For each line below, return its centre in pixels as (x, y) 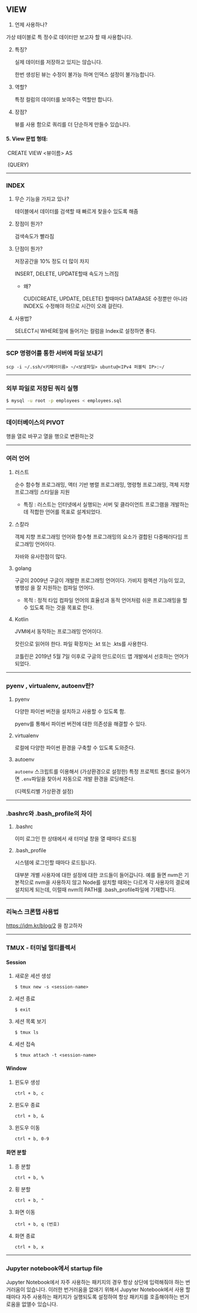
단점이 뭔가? (28, 249)
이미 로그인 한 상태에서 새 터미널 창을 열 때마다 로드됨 (75, 838)
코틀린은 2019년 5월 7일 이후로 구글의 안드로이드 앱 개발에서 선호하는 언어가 (101, 656)
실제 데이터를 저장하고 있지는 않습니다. (58, 62)
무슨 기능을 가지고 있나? (42, 199)
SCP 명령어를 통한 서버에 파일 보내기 (55, 353)
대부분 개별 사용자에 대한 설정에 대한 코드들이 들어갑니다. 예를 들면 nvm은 (98, 875)
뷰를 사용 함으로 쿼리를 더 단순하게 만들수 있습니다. (72, 124)
